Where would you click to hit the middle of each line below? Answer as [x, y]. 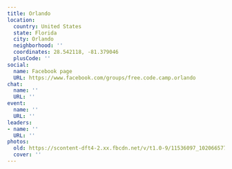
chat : [15, 84]
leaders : [20, 122]
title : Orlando [29, 13]
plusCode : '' [32, 59]
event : [17, 103]
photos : [18, 142]
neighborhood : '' [38, 46]
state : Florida [35, 33]
